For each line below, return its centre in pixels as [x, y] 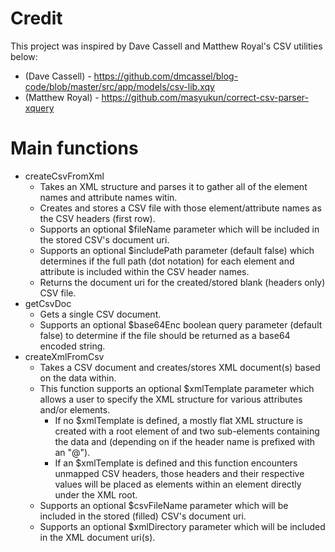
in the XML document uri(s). [97, 537]
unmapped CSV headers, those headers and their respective [179, 473]
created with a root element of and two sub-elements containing [187, 431]
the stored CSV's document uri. [104, 239]
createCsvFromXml [64, 176]
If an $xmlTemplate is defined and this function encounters [176, 463]
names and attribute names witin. [108, 197]
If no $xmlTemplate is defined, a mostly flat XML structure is [178, 420]
